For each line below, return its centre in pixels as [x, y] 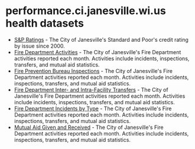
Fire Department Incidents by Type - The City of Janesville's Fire [93, 108]
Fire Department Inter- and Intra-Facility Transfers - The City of [91, 90]
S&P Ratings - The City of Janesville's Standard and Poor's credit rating [101, 39]
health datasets [45, 23]
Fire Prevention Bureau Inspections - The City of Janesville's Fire [93, 71]
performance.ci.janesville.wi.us [86, 11]
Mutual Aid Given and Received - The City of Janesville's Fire [89, 127]
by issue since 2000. [40, 46]
